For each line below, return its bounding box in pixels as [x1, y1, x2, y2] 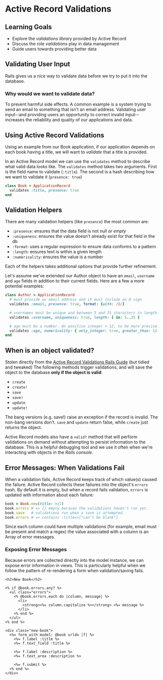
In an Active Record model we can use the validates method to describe [5, 158, 150, 164]
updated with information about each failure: [5, 492, 94, 498]
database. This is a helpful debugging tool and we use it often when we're [5, 444, 153, 450]
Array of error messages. [5, 534, 55, 540]
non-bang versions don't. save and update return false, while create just [5, 419, 148, 425]
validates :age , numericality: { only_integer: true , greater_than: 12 [9, 328, 158, 333]
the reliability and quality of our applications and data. [25, 117, 133, 123]
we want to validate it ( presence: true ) [5, 174, 82, 179]
